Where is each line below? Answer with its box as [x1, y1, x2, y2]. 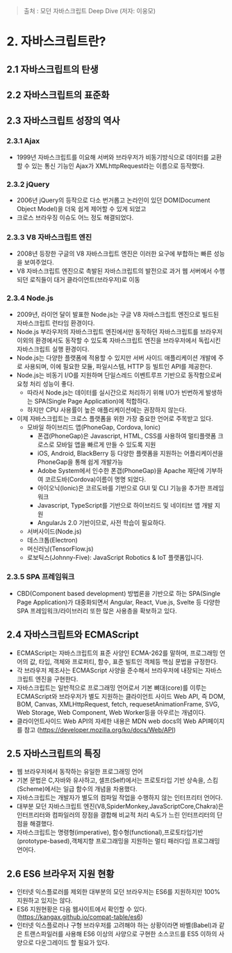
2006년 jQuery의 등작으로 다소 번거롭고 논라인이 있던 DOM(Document [16, 196, 210, 204]
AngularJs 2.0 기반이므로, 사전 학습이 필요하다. [37, 518, 166, 527]
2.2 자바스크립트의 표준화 [6, 89, 110, 101]
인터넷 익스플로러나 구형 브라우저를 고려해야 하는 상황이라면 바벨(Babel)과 [16, 921, 218, 929]
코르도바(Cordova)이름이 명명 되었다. [44, 475, 147, 483]
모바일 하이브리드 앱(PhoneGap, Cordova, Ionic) [26, 423, 161, 431]
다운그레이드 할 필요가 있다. [35, 938, 110, 947]
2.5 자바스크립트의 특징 [6, 748, 101, 760]
